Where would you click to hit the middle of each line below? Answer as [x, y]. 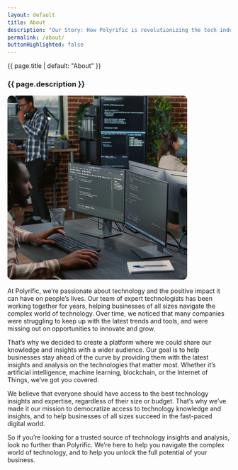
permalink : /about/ [36, 38]
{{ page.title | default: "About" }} [54, 66]
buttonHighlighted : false [45, 45]
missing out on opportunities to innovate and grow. [81, 328]
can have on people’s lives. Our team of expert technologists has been [110, 299]
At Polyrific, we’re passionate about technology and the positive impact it [114, 291]
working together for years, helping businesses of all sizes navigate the [112, 306]
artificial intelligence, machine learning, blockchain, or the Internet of [108, 372]
